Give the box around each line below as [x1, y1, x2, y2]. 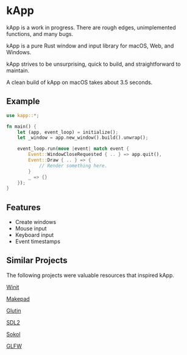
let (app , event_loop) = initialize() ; [17, 129, 119, 135]
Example [6, 96, 40, 107]
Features [6, 202, 41, 213]
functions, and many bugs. [6, 30, 74, 37]
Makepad [6, 295, 30, 302]
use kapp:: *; [6, 112, 40, 119]
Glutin [6, 307, 21, 314]
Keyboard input [15, 231, 54, 239]
